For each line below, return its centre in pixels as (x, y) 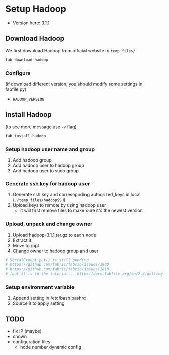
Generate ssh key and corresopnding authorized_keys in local (76, 195)
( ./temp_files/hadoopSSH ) (39, 200)
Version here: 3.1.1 (31, 23)
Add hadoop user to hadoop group (48, 165)
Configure (18, 73)
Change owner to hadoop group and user (55, 251)
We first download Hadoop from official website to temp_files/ (70, 50)
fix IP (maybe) (27, 331)
